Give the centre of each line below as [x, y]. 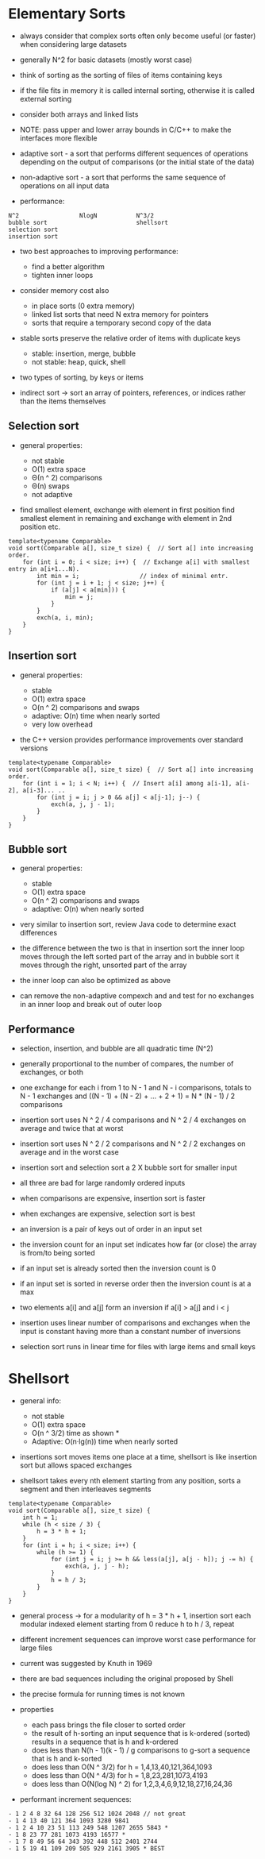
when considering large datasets [73, 44]
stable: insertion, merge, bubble [84, 353]
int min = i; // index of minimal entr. [132, 576]
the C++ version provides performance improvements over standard [131, 739]
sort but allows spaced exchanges [76, 1465]
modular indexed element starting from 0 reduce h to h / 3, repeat [127, 1624]
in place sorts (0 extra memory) [83, 306]
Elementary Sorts [67, 14]
